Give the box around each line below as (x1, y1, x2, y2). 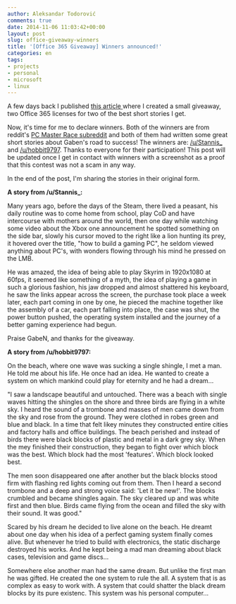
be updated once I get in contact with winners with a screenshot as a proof (7, 153, 225, 162)
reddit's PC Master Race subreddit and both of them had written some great (7, 131, 228, 139)
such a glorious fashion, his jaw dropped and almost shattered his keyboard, (7, 283, 229, 292)
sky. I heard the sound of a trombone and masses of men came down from (7, 405, 224, 414)
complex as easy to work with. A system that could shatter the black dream (7, 581, 225, 590)
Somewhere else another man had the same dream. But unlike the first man (7, 567, 226, 575)
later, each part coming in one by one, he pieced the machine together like (7, 298, 223, 307)
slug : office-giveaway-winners (7, 37, 99, 44)
